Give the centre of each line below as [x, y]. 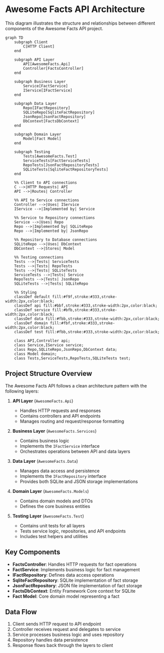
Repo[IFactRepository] [47, 108]
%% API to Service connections [47, 200]
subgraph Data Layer [35, 103]
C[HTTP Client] [39, 46]
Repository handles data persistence [50, 640]
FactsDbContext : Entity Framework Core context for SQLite [74, 591]
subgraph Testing [32, 152]
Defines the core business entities [55, 506]
